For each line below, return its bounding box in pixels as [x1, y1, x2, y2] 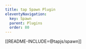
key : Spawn [9, 16, 32, 21]
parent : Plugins [9, 20, 43, 26]
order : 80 [9, 25, 29, 30]
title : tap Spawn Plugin [5, 7, 56, 12]
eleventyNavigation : [5, 12, 47, 16]
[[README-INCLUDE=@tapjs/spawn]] [5, 38, 82, 44]
